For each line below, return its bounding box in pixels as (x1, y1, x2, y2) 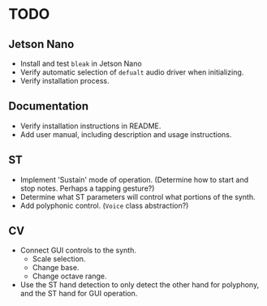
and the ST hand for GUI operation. (19, 289, 138, 299)
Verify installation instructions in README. (19, 121, 161, 131)
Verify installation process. (19, 76, 110, 85)
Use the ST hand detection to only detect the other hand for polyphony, (19, 280, 260, 290)
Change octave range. (32, 271, 107, 281)
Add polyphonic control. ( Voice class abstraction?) (19, 200, 189, 210)
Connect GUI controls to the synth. (19, 245, 136, 256)
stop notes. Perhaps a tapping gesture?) (19, 183, 155, 193)
